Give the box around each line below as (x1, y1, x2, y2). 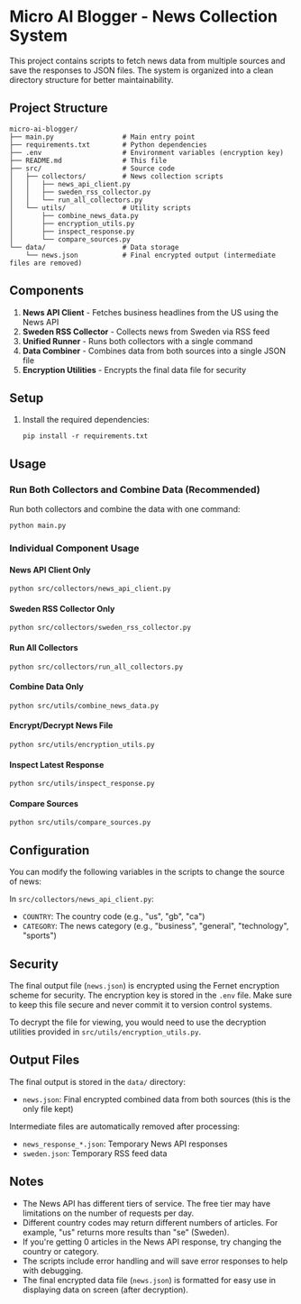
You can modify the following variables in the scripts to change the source (9, 867, 286, 878)
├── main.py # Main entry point (9, 132, 196, 141)
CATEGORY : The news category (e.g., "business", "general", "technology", (22, 921, 289, 932)
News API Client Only (9, 564, 91, 575)
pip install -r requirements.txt (22, 432, 149, 441)
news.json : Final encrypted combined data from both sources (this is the (22, 1093, 291, 1105)
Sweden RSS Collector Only (9, 603, 115, 614)
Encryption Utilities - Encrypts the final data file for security (22, 364, 247, 375)
